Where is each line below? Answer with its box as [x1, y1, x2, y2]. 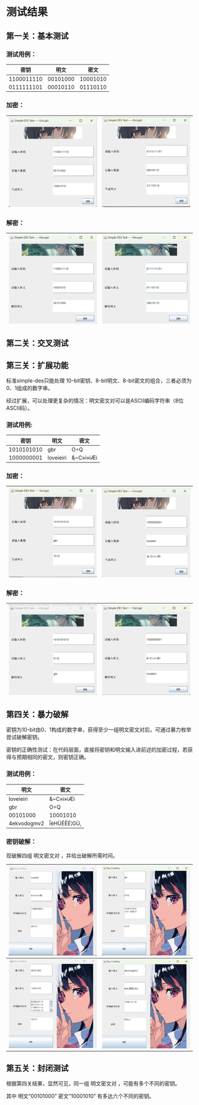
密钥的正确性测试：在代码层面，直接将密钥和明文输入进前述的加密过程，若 [6, 746, 188, 753]
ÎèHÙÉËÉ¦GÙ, [49, 820, 82, 827]
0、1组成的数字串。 [6, 385, 53, 391]
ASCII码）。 [6, 404, 33, 411]
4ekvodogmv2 [8, 820, 44, 827]
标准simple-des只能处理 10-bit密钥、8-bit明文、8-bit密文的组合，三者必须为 [6, 377, 192, 384]
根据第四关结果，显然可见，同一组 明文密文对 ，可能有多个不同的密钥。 [6, 1080, 181, 1087]
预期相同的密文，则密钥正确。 [16, 753, 89, 761]
